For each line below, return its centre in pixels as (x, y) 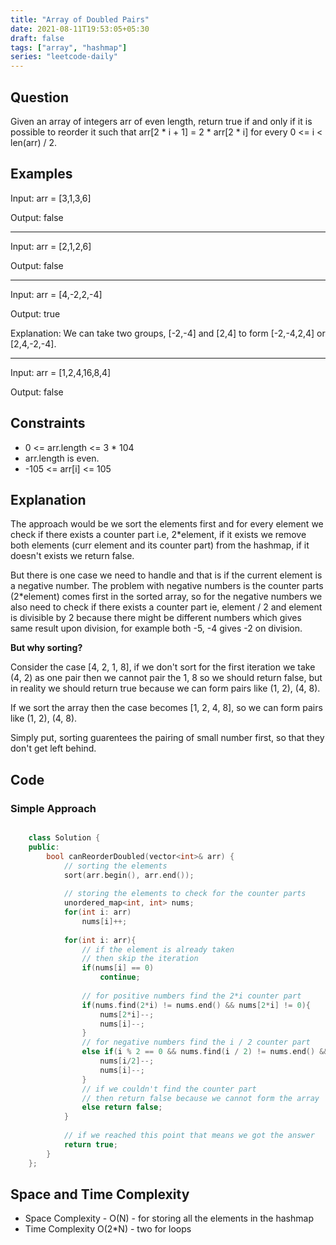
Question (39, 97)
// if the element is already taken (158, 949)
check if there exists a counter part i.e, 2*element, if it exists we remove (158, 535)
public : (44, 847)
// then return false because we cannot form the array (200, 1098)
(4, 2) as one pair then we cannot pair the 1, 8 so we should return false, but (166, 678)
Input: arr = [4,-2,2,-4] (56, 294)
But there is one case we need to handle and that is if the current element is (166, 575)
